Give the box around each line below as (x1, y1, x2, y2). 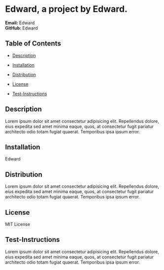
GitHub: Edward (5, 25, 38, 31)
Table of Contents (5, 39, 62, 48)
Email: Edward (5, 20, 35, 26)
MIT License (5, 221, 31, 227)
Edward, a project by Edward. (5, 3, 128, 15)
